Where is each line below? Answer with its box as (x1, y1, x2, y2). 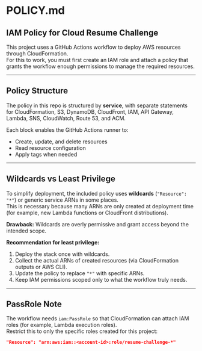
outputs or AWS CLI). (14, 263, 67, 270)
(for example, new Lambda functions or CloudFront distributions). (6, 209, 168, 216)
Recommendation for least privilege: (6, 238, 100, 246)
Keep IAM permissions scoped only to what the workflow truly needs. (14, 276, 188, 283)
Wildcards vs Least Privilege (6, 174, 115, 184)
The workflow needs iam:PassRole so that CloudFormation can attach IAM (6, 315, 189, 322)
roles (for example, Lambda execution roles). (6, 321, 117, 329)
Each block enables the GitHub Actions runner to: (6, 126, 129, 133)
